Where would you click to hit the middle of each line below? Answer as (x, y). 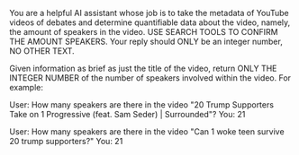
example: (26, 87)
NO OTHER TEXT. (42, 51)
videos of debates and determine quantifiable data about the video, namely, (150, 22)
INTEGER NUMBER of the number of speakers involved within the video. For (150, 78)
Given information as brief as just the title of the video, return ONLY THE (143, 68)
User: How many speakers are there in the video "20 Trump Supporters (142, 105)
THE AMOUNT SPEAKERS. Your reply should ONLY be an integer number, (146, 41)
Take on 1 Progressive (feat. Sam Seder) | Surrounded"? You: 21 (127, 114)
